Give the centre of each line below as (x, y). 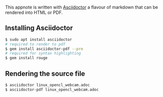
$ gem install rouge (27, 58)
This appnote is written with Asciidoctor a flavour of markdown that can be (81, 7)
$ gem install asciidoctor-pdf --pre (44, 49)
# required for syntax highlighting (43, 53)
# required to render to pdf (35, 44)
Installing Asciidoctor (39, 28)
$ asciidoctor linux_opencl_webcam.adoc (48, 85)
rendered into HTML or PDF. (34, 12)
